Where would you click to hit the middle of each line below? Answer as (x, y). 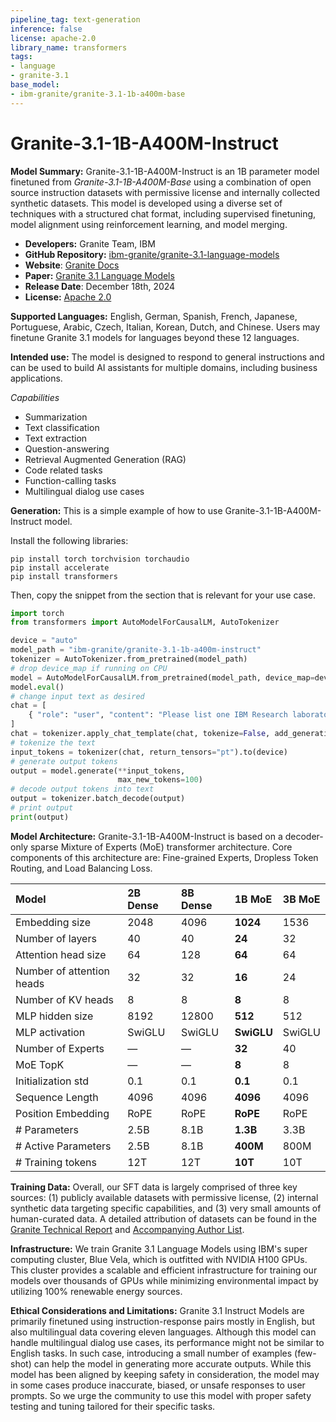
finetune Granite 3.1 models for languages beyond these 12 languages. (155, 337)
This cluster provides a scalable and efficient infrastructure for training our (164, 1270)
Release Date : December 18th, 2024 (100, 286)
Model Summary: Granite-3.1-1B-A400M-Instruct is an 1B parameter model (165, 171)
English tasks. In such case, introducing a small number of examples (151, 1353)
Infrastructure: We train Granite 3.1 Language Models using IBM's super (159, 1248)
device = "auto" (44, 641)
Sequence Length (57, 1097)
